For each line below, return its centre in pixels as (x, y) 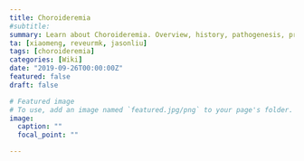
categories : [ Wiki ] (46, 60)
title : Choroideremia (50, 18)
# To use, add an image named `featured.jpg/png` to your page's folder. (152, 109)
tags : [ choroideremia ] (52, 52)
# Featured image (42, 101)
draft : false (34, 85)
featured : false (40, 77)
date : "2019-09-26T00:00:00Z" (66, 69)
